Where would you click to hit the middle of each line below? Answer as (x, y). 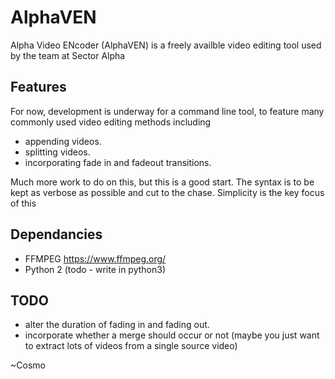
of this (23, 203)
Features (38, 87)
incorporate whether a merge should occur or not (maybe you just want (172, 335)
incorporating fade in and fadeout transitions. (118, 162)
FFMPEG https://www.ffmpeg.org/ (95, 258)
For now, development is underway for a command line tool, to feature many (167, 111)
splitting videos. (57, 152)
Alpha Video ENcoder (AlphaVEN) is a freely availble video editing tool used (166, 45)
